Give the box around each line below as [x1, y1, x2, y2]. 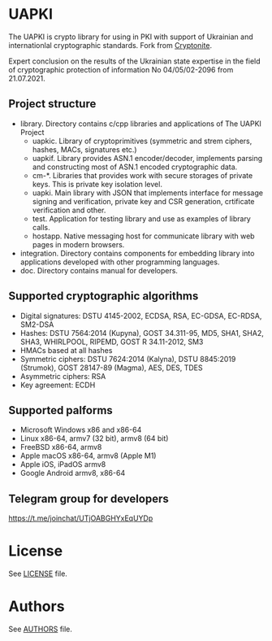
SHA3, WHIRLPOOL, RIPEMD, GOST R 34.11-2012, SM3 [19, 337, 204, 347]
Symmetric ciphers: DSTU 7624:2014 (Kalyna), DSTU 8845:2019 [19, 354, 236, 364]
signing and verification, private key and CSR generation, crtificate [32, 196, 255, 206]
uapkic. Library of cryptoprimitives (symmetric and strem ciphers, [32, 136, 253, 146]
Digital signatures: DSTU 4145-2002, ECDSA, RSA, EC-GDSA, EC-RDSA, [19, 311, 262, 320]
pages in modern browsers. [32, 239, 125, 249]
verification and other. [32, 205, 106, 215]
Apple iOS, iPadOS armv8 [19, 460, 106, 469]
